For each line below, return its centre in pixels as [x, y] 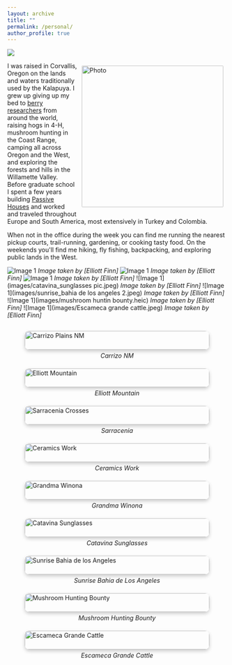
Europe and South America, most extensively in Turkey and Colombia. [107, 222]
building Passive [31, 199]
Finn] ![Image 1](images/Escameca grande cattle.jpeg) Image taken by [108, 308]
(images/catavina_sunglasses [49, 286]
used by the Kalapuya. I [41, 89]
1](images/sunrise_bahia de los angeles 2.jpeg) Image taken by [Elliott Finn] [116, 293]
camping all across [34, 148]
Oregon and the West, [39, 155]
